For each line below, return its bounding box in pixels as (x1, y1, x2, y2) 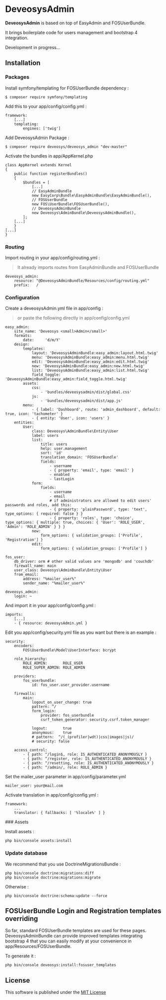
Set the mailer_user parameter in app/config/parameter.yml (5, 774, 126, 780)
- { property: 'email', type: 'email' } (49, 468, 134, 473)
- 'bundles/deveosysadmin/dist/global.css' (40, 390, 132, 395)
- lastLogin (49, 476, 74, 482)
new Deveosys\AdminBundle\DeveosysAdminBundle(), (31, 210, 136, 215)
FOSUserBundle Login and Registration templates (5, 907, 162, 915)
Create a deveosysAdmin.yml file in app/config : (5, 305, 104, 311)
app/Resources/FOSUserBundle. (5, 943, 72, 949)
